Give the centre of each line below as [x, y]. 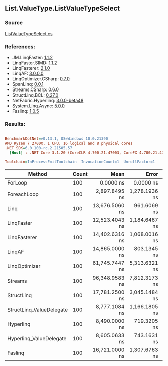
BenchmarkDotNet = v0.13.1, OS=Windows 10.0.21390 [57, 139]
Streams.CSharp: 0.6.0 [35, 89]
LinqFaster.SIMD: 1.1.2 [35, 63]
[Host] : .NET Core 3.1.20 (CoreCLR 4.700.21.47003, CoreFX [73, 153]
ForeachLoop [23, 194]
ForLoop [17, 182]
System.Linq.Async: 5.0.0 [38, 106]
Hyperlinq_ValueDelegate [37, 338]
